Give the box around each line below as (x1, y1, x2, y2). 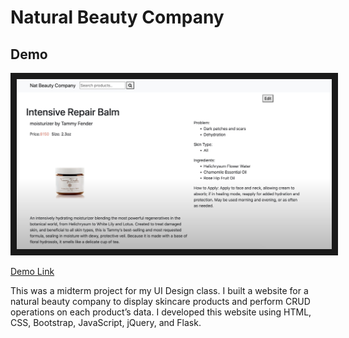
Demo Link (10, 266, 55, 278)
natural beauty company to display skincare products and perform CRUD (10, 296, 311, 308)
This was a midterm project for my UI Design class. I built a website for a (10, 285, 309, 297)
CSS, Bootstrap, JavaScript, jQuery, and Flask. (10, 317, 202, 329)
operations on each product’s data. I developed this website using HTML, (10, 306, 312, 318)
